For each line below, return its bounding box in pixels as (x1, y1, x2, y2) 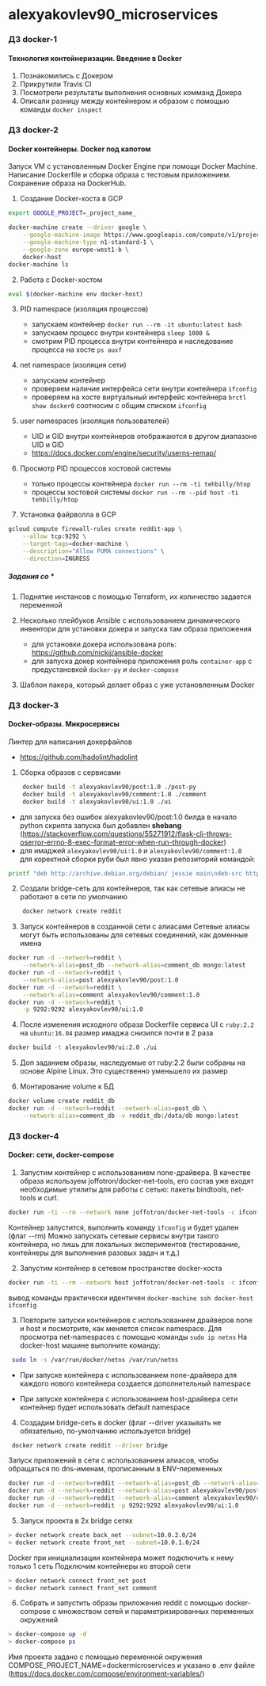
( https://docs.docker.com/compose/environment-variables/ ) (8, 1669, 205, 1679)
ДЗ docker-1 (8, 34, 58, 45)
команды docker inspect (19, 105, 103, 114)
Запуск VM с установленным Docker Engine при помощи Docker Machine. (8, 162, 257, 171)
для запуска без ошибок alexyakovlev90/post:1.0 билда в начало (19, 812, 237, 822)
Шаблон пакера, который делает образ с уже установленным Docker (19, 680, 255, 689)
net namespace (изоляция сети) (19, 360, 127, 370)
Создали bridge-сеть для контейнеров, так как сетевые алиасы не (19, 883, 245, 893)
